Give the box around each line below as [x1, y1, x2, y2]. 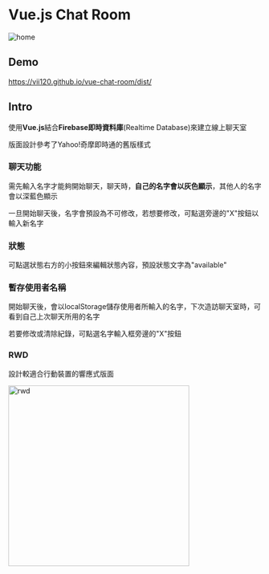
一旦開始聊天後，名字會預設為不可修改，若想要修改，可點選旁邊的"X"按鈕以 [8, 208, 259, 218]
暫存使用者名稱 [8, 283, 67, 294]
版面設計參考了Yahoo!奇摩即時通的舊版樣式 [8, 139, 151, 149]
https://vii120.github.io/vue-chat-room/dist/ [8, 76, 153, 86]
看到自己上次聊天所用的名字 [8, 311, 100, 322]
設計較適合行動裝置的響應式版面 [8, 368, 114, 378]
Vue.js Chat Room [8, 6, 131, 24]
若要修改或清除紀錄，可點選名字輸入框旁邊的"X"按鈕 [8, 329, 182, 339]
